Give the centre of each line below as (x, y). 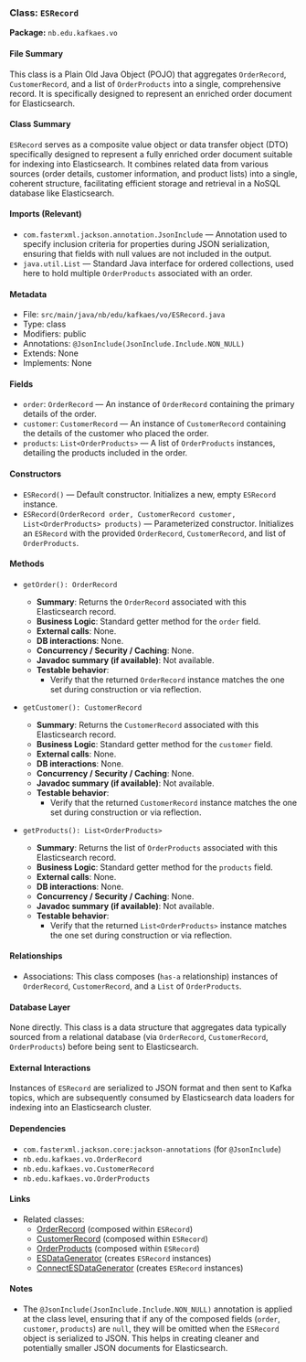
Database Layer (40, 1007)
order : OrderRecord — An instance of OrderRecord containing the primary (158, 404)
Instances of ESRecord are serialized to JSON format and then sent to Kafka (151, 1088)
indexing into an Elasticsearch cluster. (81, 1108)
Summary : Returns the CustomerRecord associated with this (148, 724)
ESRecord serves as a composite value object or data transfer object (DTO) (149, 145)
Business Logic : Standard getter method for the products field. (154, 867)
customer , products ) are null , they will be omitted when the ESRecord (151, 1328)
